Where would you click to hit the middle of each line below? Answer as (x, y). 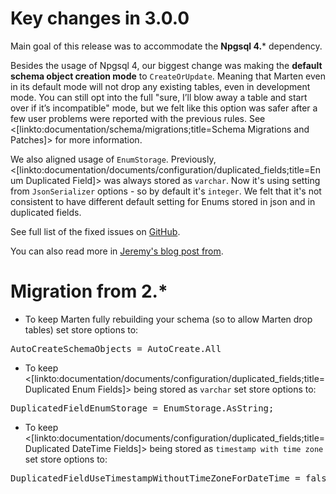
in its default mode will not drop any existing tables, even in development (160, 86)
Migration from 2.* (89, 291)
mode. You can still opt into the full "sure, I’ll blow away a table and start (159, 97)
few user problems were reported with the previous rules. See (138, 118)
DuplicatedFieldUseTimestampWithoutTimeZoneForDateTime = (155, 478)
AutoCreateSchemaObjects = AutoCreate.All (116, 348)
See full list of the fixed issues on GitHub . (95, 231)
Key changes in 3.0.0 (100, 18)
